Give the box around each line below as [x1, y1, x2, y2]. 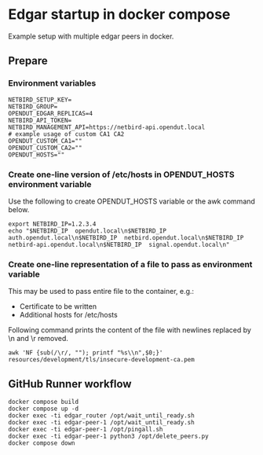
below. [8, 204, 30, 214]
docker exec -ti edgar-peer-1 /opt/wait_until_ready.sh [8, 419, 195, 427]
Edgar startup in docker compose [8, 6, 231, 24]
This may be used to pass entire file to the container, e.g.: [8, 287, 195, 296]
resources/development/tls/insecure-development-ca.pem [8, 356, 195, 364]
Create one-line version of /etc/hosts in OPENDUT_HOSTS [8, 169, 235, 180]
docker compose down [8, 439, 76, 447]
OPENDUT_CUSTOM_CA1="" [8, 137, 82, 145]
